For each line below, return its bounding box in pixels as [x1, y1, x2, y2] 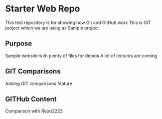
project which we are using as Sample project [5, 24, 99, 30]
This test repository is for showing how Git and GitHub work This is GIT [5, 19, 151, 25]
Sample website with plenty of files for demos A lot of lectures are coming [5, 52, 158, 58]
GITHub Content [5, 94, 57, 103]
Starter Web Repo [5, 3, 80, 14]
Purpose [5, 39, 32, 48]
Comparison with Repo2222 [5, 108, 63, 114]
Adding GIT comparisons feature [5, 80, 72, 86]
